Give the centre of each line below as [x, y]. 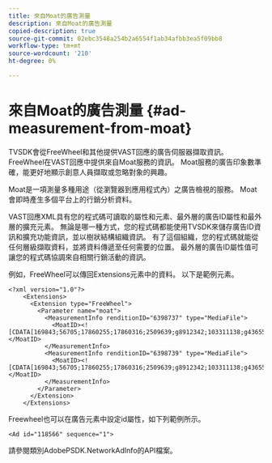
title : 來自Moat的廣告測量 [49, 16]
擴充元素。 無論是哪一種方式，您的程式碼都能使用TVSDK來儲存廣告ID [138, 227]
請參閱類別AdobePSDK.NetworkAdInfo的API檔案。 [93, 450]
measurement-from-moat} [100, 128]
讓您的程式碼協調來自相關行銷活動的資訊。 [79, 257]
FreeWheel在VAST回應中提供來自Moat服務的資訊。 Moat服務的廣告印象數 [132, 162]
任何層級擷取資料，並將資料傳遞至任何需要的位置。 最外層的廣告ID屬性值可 [134, 247]
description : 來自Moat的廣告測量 [60, 23]
